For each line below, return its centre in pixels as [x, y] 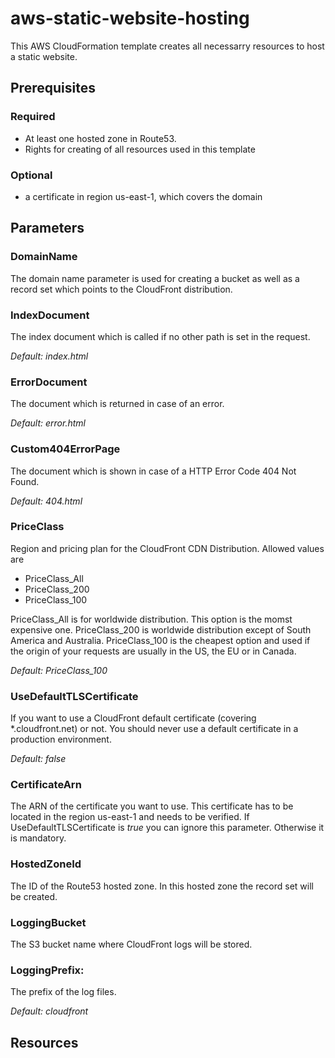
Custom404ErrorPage [65, 449]
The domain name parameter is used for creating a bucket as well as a [155, 278]
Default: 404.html [46, 501]
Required [33, 117]
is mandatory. [38, 838]
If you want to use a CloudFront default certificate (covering [133, 718]
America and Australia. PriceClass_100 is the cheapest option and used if [160, 640]
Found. [25, 481]
